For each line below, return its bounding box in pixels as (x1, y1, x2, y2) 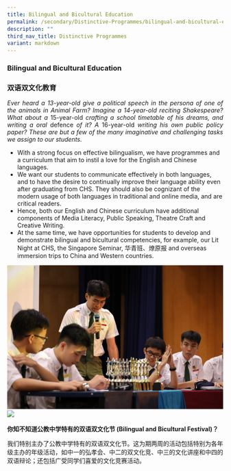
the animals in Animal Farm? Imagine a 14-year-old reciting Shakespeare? (7, 106, 223, 114)
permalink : (7, 18, 38, 25)
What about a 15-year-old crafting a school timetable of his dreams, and (7, 114, 223, 122)
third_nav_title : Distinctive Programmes (7, 33, 127, 40)
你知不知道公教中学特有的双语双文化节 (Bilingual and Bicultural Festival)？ (7, 425, 219, 433)
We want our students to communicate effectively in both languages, (16, 170, 212, 179)
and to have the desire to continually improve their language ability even (16, 178, 221, 186)
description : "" (7, 25, 53, 32)
